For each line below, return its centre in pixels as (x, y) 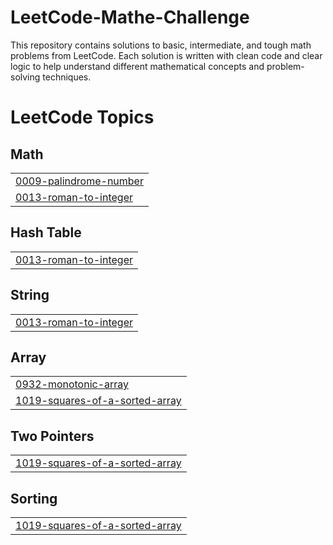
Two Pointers (52, 436)
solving (25, 77)
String (30, 295)
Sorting (34, 498)
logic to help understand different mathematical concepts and (137, 66)
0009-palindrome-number (79, 181)
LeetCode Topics (82, 117)
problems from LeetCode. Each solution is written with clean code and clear (166, 55)
